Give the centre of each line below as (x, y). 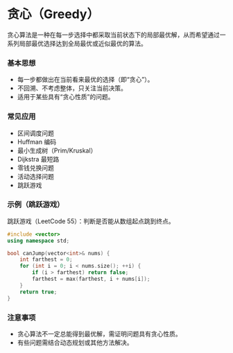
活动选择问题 (35, 176)
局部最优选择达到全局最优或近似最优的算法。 (83, 43)
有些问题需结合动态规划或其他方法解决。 (75, 342)
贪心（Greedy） (53, 14)
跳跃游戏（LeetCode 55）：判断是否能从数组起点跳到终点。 (91, 221)
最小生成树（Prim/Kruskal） (57, 150)
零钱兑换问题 (35, 168)
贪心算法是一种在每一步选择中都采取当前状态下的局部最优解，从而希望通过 (113, 35)
